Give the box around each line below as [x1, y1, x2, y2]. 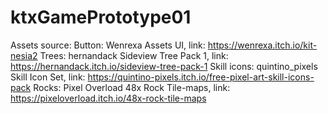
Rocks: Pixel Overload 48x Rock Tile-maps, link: [33, 81, 231, 93]
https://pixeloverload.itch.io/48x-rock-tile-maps [10, 92, 207, 104]
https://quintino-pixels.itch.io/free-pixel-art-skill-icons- [87, 71, 315, 83]
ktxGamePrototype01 [10, 6, 192, 29]
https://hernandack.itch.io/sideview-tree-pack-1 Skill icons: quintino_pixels [10, 60, 318, 72]
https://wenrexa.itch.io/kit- [207, 39, 318, 51]
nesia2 [10, 49, 38, 61]
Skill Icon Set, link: [10, 71, 86, 83]
